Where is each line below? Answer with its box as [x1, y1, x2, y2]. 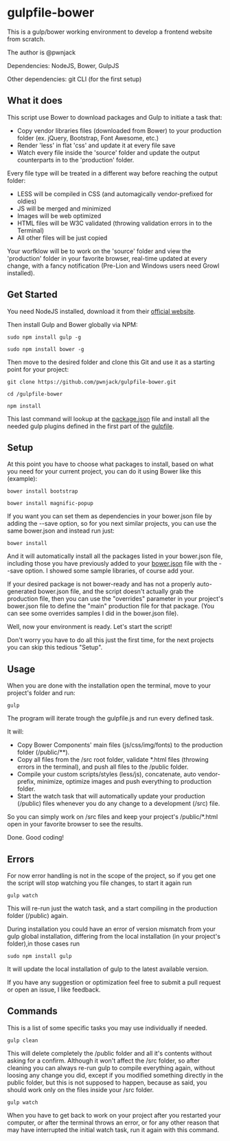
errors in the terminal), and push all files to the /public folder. [16, 763, 189, 771]
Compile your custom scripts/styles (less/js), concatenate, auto [16, 770, 197, 778]
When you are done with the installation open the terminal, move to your [7, 681, 211, 690]
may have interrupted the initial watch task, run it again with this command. [7, 1125, 220, 1133]
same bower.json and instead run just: [7, 526, 115, 535]
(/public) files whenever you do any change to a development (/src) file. [16, 800, 220, 808]
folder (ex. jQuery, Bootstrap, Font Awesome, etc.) [16, 134, 159, 142]
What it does [7, 95, 63, 107]
